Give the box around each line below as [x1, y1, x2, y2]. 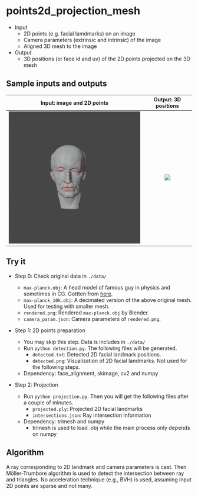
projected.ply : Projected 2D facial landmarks [32, 405, 143, 412]
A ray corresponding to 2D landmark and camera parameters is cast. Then [6, 463, 187, 470]
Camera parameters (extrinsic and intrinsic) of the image [23, 36, 161, 43]
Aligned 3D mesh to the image [23, 43, 97, 50]
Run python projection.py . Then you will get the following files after [23, 393, 189, 400]
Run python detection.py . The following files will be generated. [23, 345, 177, 352]
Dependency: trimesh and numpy [23, 417, 105, 425]
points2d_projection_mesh [6, 4, 140, 18]
